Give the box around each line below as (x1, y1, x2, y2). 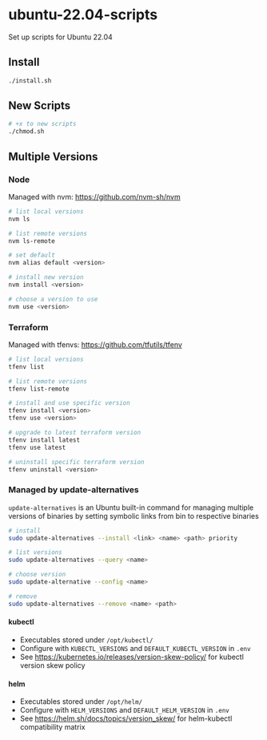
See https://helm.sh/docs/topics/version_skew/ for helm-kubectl (19, 714, 233, 723)
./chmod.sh (8, 127, 45, 135)
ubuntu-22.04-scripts (8, 6, 158, 24)
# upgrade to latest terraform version (8, 429, 141, 437)
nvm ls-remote (8, 237, 56, 245)
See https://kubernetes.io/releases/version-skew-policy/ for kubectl (19, 652, 244, 661)
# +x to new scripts (8, 120, 78, 128)
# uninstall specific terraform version (8, 458, 145, 466)
